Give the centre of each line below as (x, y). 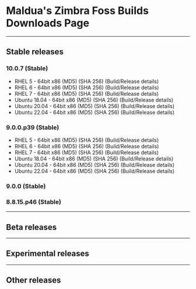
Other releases (34, 281)
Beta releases (32, 227)
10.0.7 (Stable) (27, 68)
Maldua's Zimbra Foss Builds (77, 11)
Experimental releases (48, 254)
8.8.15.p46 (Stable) (34, 201)
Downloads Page (48, 23)
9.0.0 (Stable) (26, 186)
